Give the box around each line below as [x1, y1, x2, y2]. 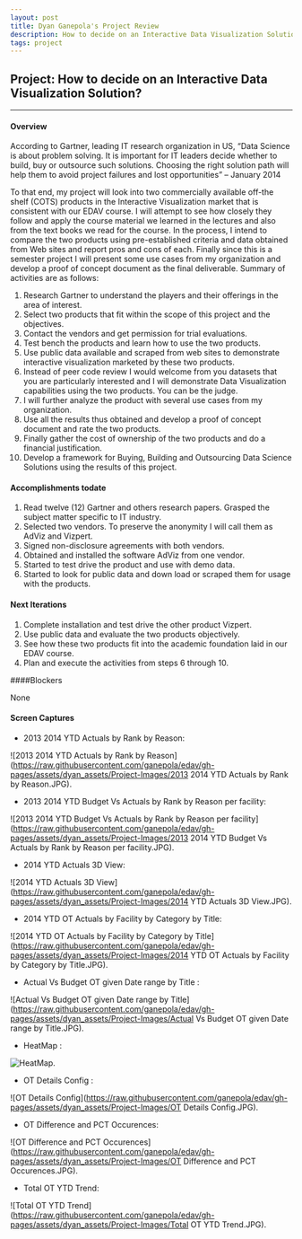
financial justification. [22, 443, 102, 453]
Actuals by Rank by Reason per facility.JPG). [10, 841, 175, 853]
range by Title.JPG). [10, 1023, 84, 1033]
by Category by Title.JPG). [10, 959, 108, 970]
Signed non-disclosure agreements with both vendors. [22, 540, 225, 551]
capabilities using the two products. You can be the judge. [22, 385, 238, 396]
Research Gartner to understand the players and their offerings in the [22, 290, 279, 301]
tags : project [10, 38, 64, 48]
